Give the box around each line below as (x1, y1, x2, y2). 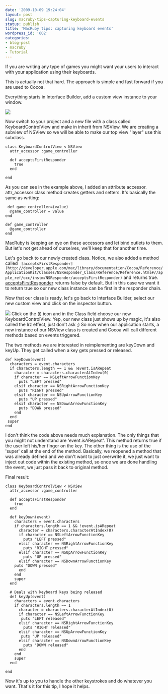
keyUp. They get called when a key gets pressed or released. (5, 347, 132, 353)
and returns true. (123, 274, 158, 280)
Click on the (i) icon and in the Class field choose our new (11, 311, 131, 317)
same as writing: (5, 195, 39, 201)
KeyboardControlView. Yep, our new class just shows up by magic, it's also (5, 316, 161, 322)
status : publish (5, 21, 39, 27)
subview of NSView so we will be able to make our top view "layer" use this (5, 129, 161, 135)
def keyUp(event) (10, 594, 46, 599)
